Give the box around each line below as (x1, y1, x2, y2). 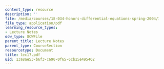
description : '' (5, 12, 38, 17)
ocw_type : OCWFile (5, 34, 42, 39)
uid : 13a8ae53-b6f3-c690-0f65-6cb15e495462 (5, 57, 95, 62)
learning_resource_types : (5, 25, 58, 30)
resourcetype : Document (5, 48, 54, 52)
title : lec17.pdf (5, 52, 41, 57)
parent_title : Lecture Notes (5, 39, 64, 44)
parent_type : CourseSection (5, 43, 62, 48)
